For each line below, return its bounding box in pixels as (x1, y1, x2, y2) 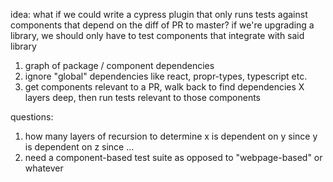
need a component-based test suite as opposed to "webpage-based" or (24, 152, 323, 163)
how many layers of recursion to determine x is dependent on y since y (24, 130, 318, 142)
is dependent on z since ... (24, 141, 135, 153)
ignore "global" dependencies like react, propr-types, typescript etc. (24, 70, 308, 82)
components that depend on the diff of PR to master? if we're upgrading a (10, 19, 315, 31)
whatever (24, 162, 64, 174)
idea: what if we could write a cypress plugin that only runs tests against (10, 9, 308, 20)
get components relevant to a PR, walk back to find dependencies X (24, 81, 305, 93)
